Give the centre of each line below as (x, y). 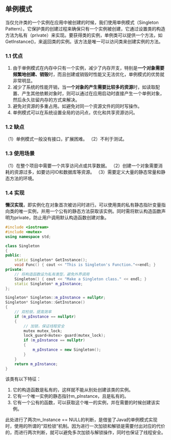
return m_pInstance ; (36, 364)
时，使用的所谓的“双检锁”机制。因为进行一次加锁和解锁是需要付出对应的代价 (85, 426)
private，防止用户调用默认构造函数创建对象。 (62, 217)
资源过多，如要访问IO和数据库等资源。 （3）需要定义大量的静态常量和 (88, 172)
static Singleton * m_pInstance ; (49, 284)
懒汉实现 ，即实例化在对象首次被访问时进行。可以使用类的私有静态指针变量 (83, 205)
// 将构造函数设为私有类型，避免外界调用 (52, 274)
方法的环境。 (23, 178)
